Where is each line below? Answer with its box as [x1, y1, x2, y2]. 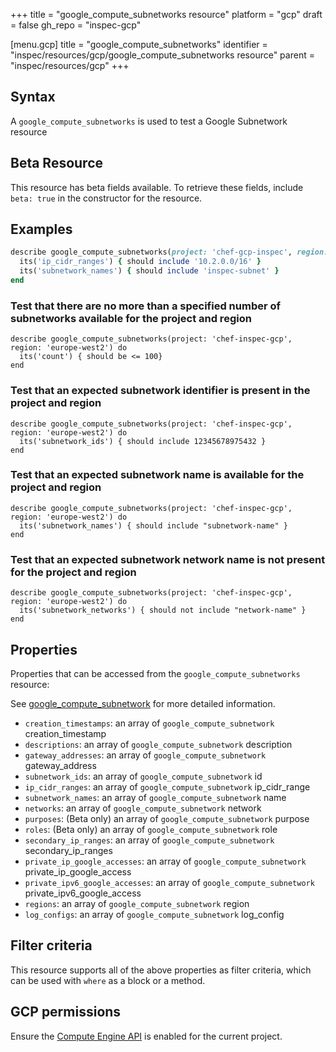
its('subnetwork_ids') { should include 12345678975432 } [19, 436, 267, 446]
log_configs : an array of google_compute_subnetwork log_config [24, 908, 285, 920]
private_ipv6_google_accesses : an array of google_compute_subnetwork [24, 876, 315, 888]
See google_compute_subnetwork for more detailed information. [10, 697, 276, 709]
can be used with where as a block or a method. [10, 974, 206, 986]
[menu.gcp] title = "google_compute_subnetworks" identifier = [10, 39, 268, 50]
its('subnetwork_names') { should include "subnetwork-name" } [19, 520, 288, 531]
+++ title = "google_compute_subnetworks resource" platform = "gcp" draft [10, 9, 323, 20]
